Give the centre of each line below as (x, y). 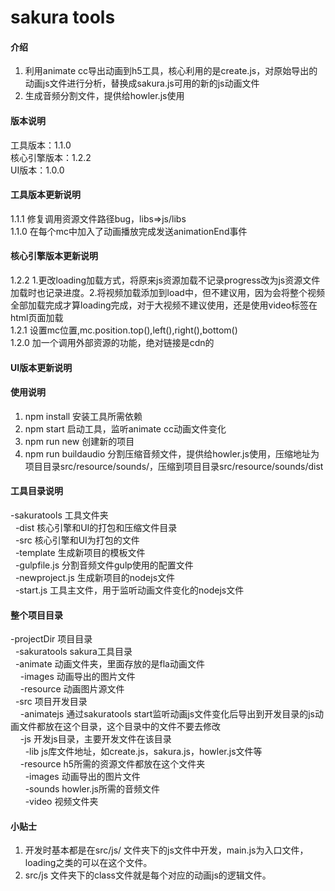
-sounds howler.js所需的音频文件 (92, 789)
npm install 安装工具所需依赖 (83, 416)
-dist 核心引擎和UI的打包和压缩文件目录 (96, 527)
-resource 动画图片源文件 (72, 689)
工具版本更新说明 (45, 195)
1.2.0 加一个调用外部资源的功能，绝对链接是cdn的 (112, 342)
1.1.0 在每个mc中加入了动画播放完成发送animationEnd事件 (129, 231)
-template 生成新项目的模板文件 (80, 552)
